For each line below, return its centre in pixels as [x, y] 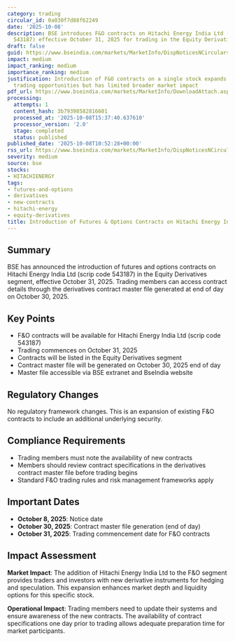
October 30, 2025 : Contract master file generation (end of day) [109, 526]
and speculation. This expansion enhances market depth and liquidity [107, 587]
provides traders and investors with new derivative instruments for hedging [115, 580]
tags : [15, 183]
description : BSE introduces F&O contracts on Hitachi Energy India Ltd [115, 33]
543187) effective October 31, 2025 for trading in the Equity [107, 40]
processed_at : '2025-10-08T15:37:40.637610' [79, 117]
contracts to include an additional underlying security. [85, 419]
